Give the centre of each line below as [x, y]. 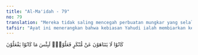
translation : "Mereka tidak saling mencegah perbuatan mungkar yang [92, 22]
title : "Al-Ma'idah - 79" [38, 11]
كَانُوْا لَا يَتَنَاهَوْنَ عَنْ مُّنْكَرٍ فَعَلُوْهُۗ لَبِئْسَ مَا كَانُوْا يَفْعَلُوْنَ [65, 44]
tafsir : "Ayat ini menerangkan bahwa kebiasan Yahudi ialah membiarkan [96, 28]
